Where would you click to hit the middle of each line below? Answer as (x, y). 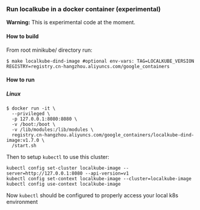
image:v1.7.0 (23, 141)
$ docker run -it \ (31, 108)
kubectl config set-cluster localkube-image (64, 168)
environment (22, 202)
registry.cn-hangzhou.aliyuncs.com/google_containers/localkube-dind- (103, 135)
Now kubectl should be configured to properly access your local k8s (92, 195)
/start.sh (24, 146)
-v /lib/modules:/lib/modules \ (53, 130)
